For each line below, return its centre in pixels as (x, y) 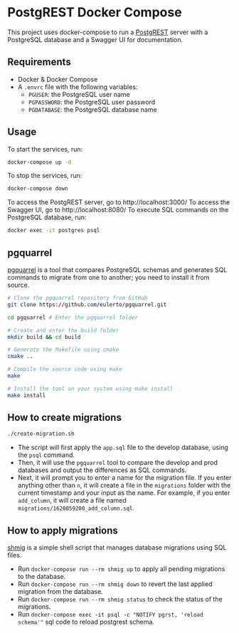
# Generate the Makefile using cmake (63, 350)
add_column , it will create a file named (72, 501)
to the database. (42, 577)
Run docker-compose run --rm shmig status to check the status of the (120, 600)
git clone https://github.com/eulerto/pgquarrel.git (87, 304)
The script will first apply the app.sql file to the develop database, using (123, 448)
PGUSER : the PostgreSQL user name (79, 94)
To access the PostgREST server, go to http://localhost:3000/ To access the (118, 202)
